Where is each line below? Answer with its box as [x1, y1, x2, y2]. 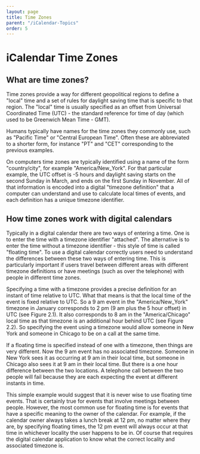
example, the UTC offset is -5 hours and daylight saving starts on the [6, 171, 176, 178]
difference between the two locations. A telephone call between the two [6, 367, 184, 374]
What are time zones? [6, 75, 90, 85]
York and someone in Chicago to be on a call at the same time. [6, 330, 160, 338]
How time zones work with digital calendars [6, 213, 173, 224]
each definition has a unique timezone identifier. [6, 197, 125, 204]
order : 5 [6, 25, 28, 32]
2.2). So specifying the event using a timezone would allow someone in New [6, 324, 194, 331]
